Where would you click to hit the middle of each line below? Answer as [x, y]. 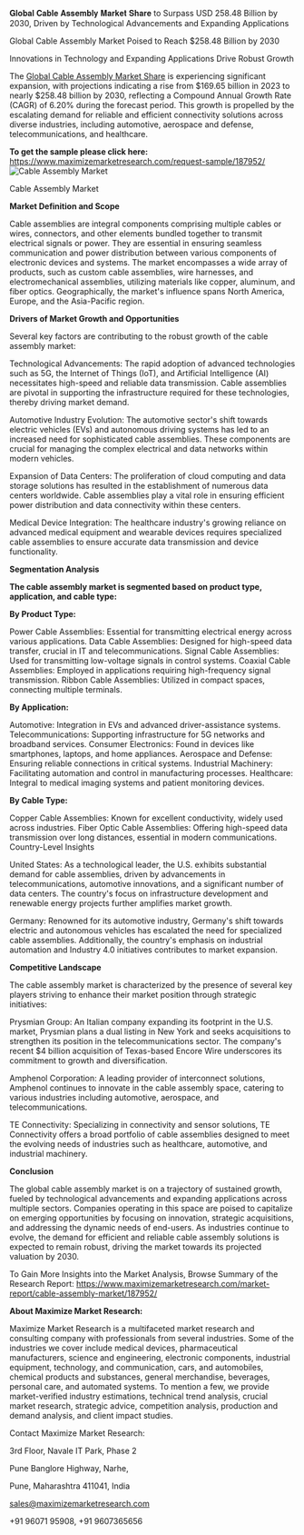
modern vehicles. [42, 459]
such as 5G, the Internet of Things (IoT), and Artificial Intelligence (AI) [139, 373]
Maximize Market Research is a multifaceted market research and [132, 1329]
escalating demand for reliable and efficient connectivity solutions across [147, 115]
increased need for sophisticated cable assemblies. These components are [150, 439]
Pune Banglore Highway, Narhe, [69, 1468]
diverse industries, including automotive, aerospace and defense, [132, 125]
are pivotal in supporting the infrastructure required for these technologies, [150, 393]
